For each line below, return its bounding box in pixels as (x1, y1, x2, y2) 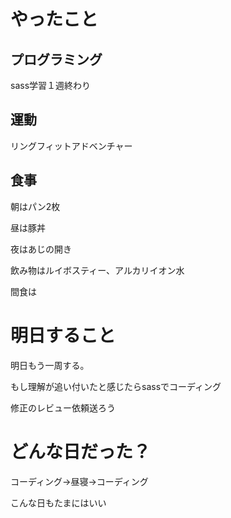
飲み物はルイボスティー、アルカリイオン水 (10, 264, 185, 276)
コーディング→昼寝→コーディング (10, 475, 149, 487)
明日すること (10, 324, 117, 347)
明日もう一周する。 (10, 359, 90, 371)
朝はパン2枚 (10, 200, 61, 212)
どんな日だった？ (10, 440, 152, 463)
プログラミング (10, 51, 103, 68)
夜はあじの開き (10, 243, 72, 255)
